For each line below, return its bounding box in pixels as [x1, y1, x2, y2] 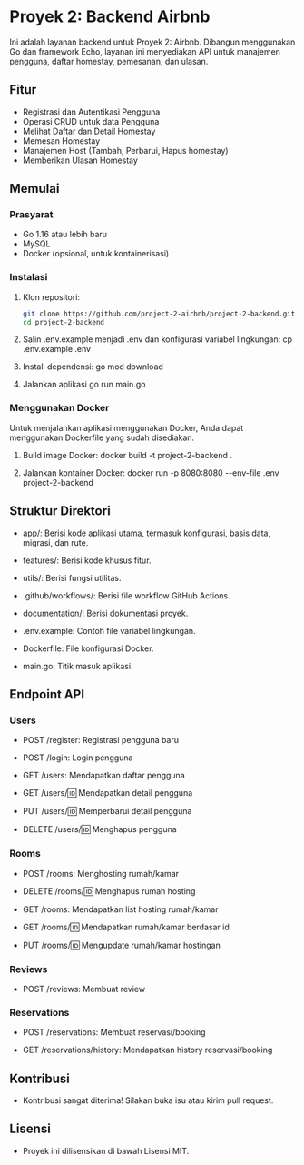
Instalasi [9, 271, 48, 284]
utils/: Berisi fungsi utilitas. [22, 572, 122, 583]
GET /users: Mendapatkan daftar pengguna [22, 770, 185, 781]
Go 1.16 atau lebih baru [22, 229, 107, 240]
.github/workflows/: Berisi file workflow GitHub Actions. [22, 589, 231, 601]
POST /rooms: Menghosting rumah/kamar [22, 868, 180, 879]
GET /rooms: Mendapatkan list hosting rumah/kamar [22, 903, 219, 915]
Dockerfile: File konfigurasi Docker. [22, 643, 154, 654]
